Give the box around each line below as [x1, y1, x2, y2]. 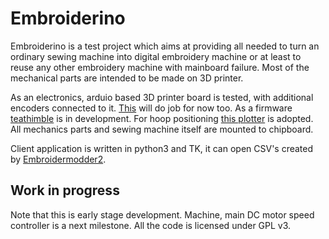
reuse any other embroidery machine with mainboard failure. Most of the [10, 61, 310, 73]
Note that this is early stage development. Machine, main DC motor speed [10, 208, 315, 221]
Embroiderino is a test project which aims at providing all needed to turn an [10, 40, 320, 52]
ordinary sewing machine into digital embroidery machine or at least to [10, 50, 302, 62]
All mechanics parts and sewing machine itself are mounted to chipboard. [10, 123, 314, 135]
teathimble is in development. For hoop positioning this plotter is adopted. [10, 112, 314, 124]
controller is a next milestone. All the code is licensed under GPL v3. [10, 219, 292, 231]
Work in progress [10, 182, 120, 199]
